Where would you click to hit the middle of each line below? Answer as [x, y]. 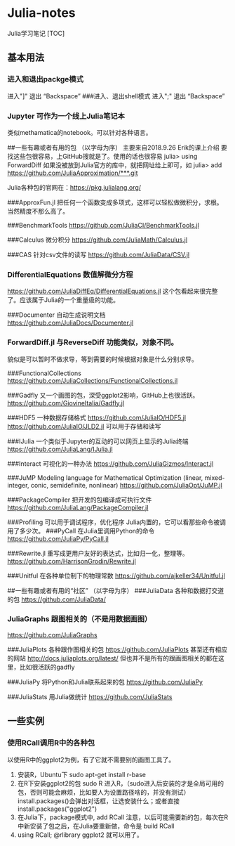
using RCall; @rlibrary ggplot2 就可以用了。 [80, 835]
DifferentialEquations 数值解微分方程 [70, 274]
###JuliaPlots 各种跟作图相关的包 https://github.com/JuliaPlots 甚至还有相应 [117, 649]
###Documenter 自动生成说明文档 [56, 315]
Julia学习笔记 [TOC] [36, 33]
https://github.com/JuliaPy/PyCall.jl [58, 538]
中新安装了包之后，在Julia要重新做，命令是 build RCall [96, 826]
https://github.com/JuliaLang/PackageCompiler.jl [78, 507]
